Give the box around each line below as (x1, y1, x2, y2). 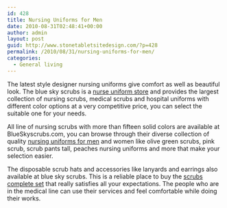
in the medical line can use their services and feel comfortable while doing (7, 187, 217, 195)
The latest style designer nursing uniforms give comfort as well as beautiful (7, 80, 220, 88)
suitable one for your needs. (7, 109, 87, 117)
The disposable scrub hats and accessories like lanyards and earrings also (7, 165, 218, 173)
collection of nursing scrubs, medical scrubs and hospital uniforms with (7, 94, 209, 103)
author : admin (7, 29, 48, 36)
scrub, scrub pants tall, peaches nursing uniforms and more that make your (7, 144, 220, 152)
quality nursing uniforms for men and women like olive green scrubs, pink (7, 137, 215, 145)
